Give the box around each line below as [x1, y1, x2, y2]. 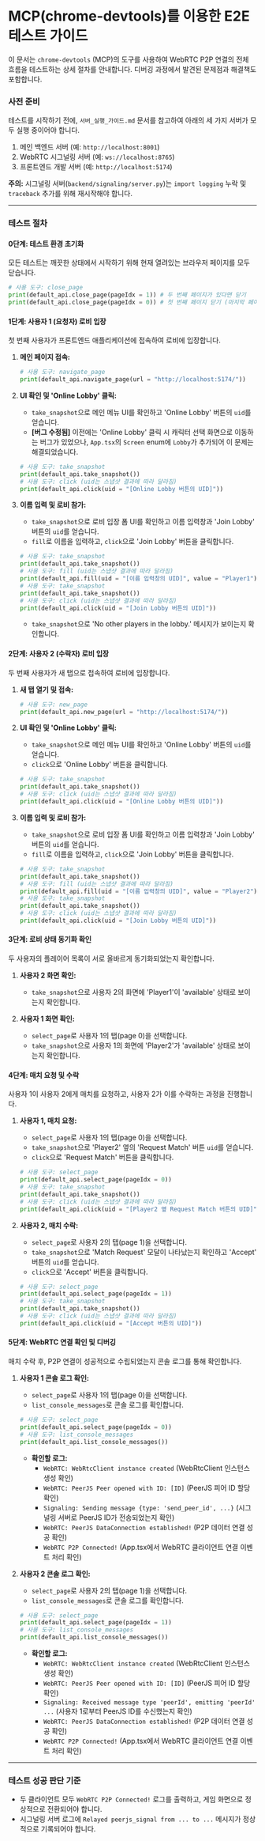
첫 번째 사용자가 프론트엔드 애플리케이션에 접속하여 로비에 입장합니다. [8, 335, 221, 345]
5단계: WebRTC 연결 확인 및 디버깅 [8, 1337, 117, 1347]
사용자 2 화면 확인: [19, 970, 77, 981]
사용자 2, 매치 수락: [19, 1220, 79, 1230]
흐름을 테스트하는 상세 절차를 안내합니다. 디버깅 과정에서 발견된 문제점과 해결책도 [8, 64, 257, 74]
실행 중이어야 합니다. [16, 126, 80, 135]
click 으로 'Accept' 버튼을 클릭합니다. [31, 1267, 148, 1276]
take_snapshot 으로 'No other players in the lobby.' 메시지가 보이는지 [31, 619, 247, 629]
